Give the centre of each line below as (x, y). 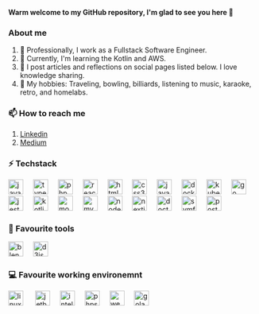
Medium (33, 142)
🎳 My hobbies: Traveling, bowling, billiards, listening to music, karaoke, (135, 84)
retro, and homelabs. (54, 92)
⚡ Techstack (33, 163)
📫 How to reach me (47, 114)
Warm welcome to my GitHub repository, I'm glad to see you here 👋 (121, 12)
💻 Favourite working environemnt (75, 275)
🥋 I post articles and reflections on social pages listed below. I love (128, 67)
